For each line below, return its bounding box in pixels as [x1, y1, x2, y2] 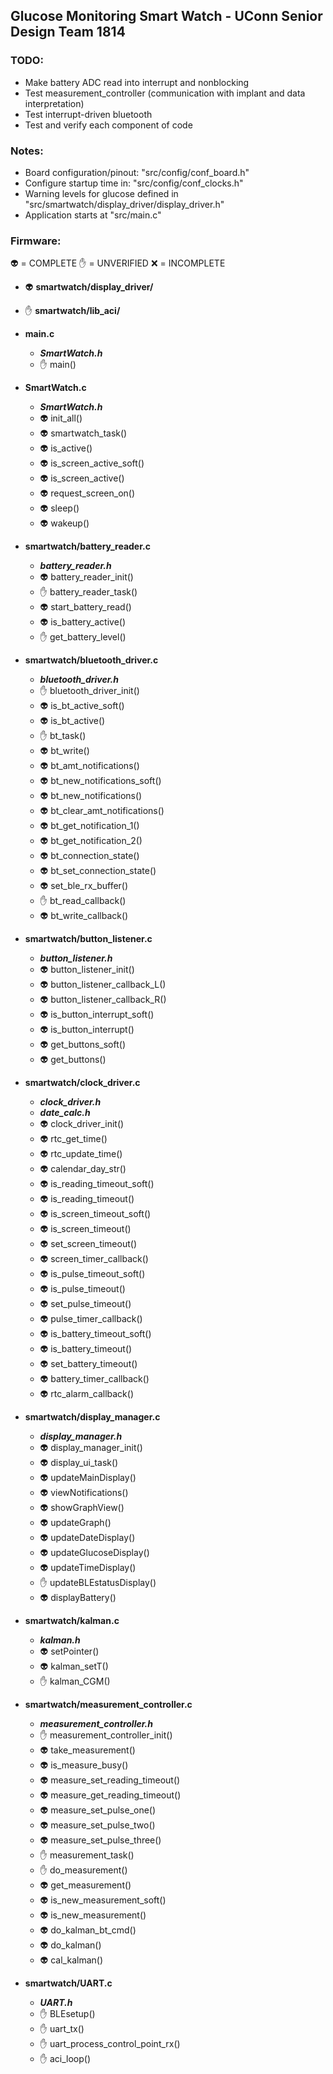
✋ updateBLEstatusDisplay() [39, 1577, 157, 1589]
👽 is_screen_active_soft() [39, 457, 145, 469]
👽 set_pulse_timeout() [39, 1298, 132, 1310]
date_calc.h [39, 1107, 91, 1119]
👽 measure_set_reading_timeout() [39, 1774, 181, 1786]
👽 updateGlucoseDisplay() [39, 1547, 150, 1559]
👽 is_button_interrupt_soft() [39, 1009, 155, 1021]
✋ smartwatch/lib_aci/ [24, 305, 121, 317]
